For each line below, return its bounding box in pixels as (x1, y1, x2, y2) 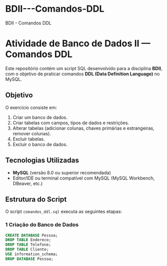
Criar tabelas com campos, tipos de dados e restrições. (12, 120, 129, 126)
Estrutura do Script (5, 195, 67, 203)
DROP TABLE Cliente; (5, 247, 49, 252)
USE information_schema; (5, 252, 58, 257)
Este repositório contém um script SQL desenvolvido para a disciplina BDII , (5, 65, 162, 71)
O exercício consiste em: (5, 104, 57, 110)
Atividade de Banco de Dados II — (5, 38, 151, 49)
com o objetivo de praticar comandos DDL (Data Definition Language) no (5, 71, 160, 77)
